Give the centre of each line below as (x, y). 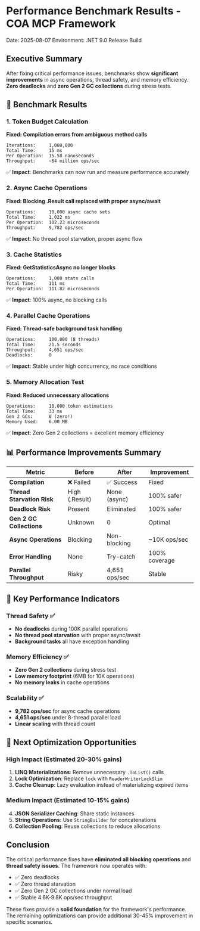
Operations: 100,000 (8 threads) (53, 340)
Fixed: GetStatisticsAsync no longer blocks (61, 268)
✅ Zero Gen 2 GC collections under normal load (73, 890)
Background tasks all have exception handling (72, 641)
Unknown (81, 523)
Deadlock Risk (30, 509)
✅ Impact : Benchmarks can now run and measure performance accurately (98, 172)
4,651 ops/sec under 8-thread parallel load (68, 717)
